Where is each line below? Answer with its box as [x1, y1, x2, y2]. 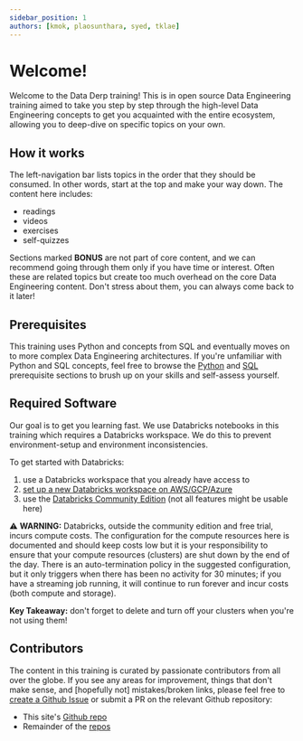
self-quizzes [22, 235, 70, 246]
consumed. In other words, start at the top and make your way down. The [9, 179, 283, 190]
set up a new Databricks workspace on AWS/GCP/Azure [22, 483, 233, 494]
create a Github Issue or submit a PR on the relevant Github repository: [9, 693, 273, 705]
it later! [9, 291, 36, 302]
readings [22, 206, 56, 217]
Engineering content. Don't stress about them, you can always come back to [9, 281, 294, 292]
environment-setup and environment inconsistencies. [9, 439, 208, 450]
